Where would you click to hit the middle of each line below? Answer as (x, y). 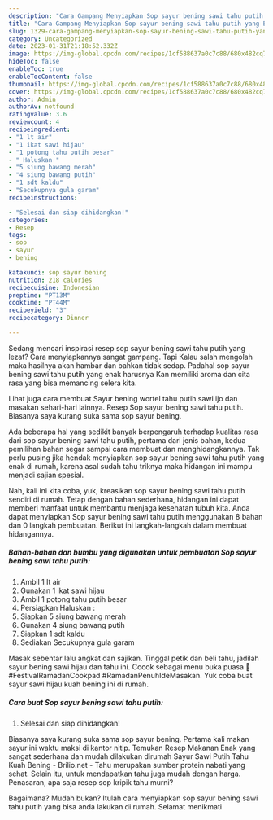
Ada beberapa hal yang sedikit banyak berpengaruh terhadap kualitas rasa (133, 432)
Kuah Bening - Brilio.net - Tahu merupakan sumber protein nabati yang (127, 765)
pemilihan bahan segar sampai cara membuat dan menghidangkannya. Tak (134, 449)
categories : (28, 220)
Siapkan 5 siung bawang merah (73, 616)
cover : (19, 92)
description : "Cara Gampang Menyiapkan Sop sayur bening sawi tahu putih (136, 16)
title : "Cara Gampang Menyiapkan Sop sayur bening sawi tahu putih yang (134, 24)
